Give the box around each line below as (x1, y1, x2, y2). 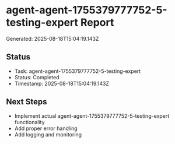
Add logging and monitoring (14, 131, 82, 138)
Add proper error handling (14, 125, 78, 132)
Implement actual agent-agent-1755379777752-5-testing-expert (14, 112, 170, 120)
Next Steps (6, 97, 47, 107)
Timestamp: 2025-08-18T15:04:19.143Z (14, 80, 110, 87)
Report (80, 16, 114, 29)
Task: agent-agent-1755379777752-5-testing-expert (14, 68, 141, 75)
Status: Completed (14, 73, 60, 80)
